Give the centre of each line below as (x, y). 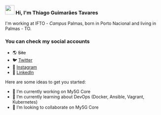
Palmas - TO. (18, 29)
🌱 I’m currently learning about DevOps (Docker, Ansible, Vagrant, (78, 97)
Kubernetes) (25, 102)
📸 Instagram (24, 67)
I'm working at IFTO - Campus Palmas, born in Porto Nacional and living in (81, 23)
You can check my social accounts (47, 41)
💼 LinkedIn (23, 72)
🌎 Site (19, 52)
